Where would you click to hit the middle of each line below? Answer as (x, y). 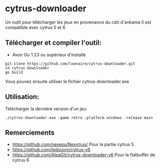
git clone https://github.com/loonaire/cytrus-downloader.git (70, 64)
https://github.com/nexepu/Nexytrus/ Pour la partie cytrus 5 (73, 144)
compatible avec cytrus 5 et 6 (35, 27)
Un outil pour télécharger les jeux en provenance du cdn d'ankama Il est (78, 22)
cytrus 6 (21, 160)
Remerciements (30, 132)
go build (14, 72)
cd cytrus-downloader (27, 68)
